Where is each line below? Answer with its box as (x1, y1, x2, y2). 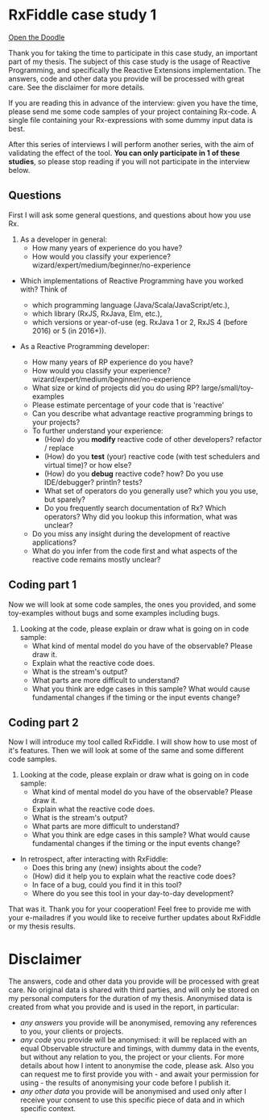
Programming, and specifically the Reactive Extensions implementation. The (8, 65, 261, 74)
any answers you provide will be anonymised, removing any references (19, 1018, 258, 1028)
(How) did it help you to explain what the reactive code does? (31, 871, 236, 882)
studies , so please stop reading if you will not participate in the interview (8, 156, 250, 166)
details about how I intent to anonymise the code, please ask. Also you (19, 1061, 255, 1071)
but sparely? (43, 495, 86, 504)
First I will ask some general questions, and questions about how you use (8, 210, 251, 220)
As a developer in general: (19, 234, 107, 244)
